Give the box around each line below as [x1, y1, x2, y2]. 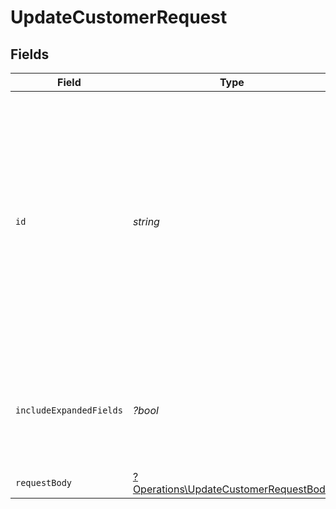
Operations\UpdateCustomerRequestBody [132, 482, 332, 496]
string [132, 215, 160, 228]
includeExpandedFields [15, 405, 123, 416]
